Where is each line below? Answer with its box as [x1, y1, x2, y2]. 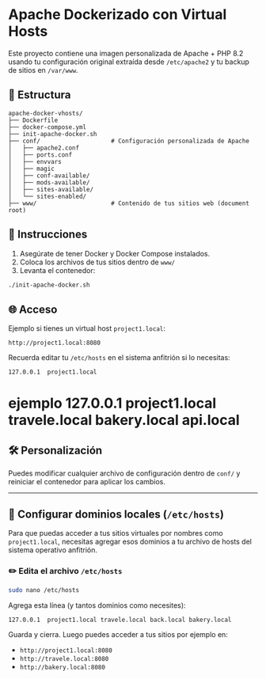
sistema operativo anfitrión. [8, 545, 97, 555]
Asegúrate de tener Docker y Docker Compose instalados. [19, 248, 211, 258]
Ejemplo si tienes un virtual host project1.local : [8, 324, 166, 333]
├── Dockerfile [8, 116, 59, 124]
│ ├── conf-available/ [8, 172, 90, 180]
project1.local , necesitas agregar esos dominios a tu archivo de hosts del [8, 537, 252, 547]
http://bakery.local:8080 [19, 663, 105, 672]
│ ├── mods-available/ [8, 178, 90, 187]
